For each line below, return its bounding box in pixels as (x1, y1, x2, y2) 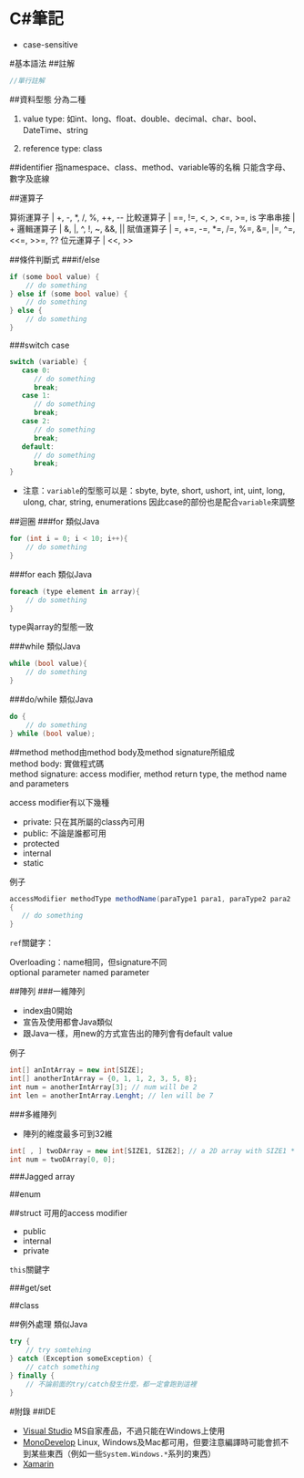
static (22, 857, 44, 868)
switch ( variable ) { (9, 357, 88, 366)
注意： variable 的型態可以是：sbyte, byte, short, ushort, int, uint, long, (22, 485, 286, 496)
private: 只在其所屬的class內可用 (22, 816, 146, 827)
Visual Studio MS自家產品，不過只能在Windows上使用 (22, 1425, 226, 1436)
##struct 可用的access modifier (9, 1208, 128, 1219)
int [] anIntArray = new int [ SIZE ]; (9, 1066, 145, 1075)
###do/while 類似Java (9, 694, 94, 705)
